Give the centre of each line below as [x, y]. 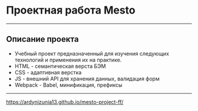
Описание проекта [42, 39]
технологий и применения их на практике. [68, 60]
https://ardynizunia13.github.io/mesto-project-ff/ [65, 102]
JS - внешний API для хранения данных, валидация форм [87, 79]
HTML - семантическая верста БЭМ [60, 66]
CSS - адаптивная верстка [48, 72]
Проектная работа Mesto [71, 10]
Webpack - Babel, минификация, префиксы [68, 85]
